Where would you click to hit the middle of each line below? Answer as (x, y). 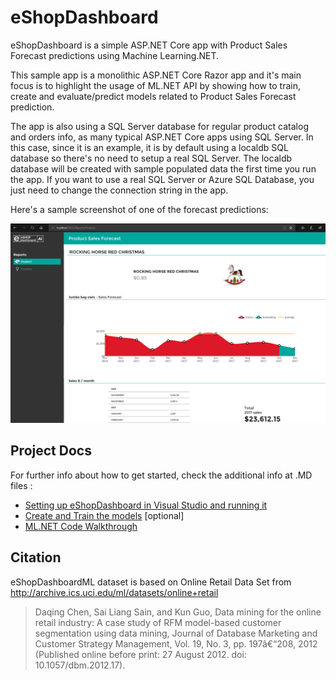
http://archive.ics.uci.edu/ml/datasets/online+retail (114, 592)
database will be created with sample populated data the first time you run (163, 168)
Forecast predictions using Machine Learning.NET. (114, 55)
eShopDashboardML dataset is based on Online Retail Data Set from (151, 582)
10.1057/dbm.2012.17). (80, 665)
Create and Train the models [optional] (104, 515)
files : (21, 485)
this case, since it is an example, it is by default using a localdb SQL (149, 147)
